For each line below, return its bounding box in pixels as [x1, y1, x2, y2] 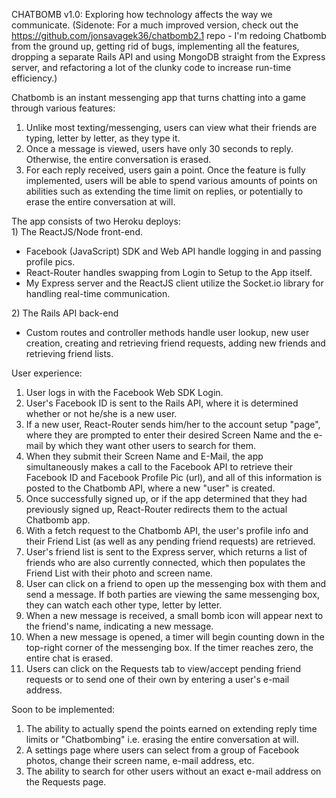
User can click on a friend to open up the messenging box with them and [25, 578, 326, 589]
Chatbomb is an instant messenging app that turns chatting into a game [11, 92, 306, 103]
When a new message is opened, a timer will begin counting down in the [25, 631, 325, 643]
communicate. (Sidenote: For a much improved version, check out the [11, 19, 299, 31]
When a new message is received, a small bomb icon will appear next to [25, 610, 324, 621]
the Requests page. [25, 776, 107, 788]
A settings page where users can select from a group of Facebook [25, 744, 300, 756]
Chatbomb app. [25, 514, 91, 526]
